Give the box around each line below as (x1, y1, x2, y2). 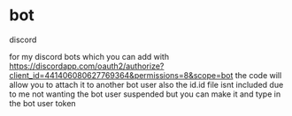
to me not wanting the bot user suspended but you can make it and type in (9, 89, 281, 99)
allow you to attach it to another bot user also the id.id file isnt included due (9, 79, 284, 90)
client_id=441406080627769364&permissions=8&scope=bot (9, 69, 234, 80)
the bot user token (9, 98, 77, 108)
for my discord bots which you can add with (9, 51, 170, 62)
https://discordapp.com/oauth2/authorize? (9, 61, 165, 71)
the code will (234, 69, 282, 80)
